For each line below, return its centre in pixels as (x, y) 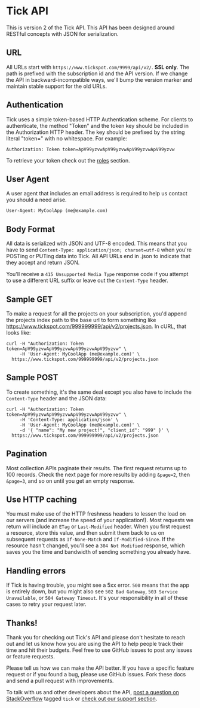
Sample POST (32, 378)
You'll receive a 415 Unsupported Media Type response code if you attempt (97, 274)
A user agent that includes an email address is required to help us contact (97, 194)
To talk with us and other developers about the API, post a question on (93, 692)
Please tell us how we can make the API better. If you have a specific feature (100, 668)
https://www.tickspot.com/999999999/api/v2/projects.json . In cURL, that (96, 326)
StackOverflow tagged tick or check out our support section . (82, 699)
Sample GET (30, 299)
